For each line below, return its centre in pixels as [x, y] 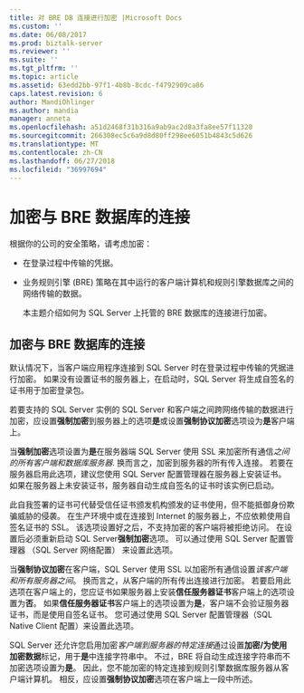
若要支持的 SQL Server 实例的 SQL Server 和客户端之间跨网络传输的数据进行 [152, 409]
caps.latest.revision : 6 [56, 93]
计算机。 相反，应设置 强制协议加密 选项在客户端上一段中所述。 [141, 679]
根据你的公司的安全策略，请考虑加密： [81, 244]
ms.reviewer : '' [40, 52]
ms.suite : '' [34, 60]
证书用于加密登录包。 [49, 390]
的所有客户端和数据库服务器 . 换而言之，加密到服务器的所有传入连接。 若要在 [152, 463]
